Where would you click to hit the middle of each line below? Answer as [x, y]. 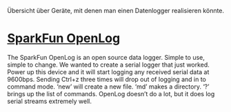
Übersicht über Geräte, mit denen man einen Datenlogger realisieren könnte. [116, 11]
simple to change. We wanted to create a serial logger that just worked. [109, 65]
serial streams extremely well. [49, 101]
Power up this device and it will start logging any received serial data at [108, 71]
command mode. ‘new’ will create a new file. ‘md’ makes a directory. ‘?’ [108, 87]
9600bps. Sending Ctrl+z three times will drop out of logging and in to [107, 79]
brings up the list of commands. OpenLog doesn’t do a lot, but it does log [111, 93]
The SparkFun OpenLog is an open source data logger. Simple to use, [106, 57]
